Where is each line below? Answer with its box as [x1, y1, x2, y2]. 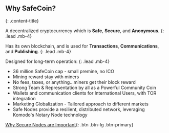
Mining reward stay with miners [12, 74, 79, 80]
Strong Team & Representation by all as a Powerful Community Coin [12, 84, 156, 91]
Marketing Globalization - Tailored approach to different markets [12, 101, 149, 107]
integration [12, 95, 36, 101]
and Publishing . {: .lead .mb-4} [5, 48, 72, 54]
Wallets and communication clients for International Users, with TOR [12, 90, 157, 96]
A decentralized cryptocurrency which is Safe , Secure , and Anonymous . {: [5, 28, 164, 34]
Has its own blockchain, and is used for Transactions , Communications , [5, 43, 159, 49]
